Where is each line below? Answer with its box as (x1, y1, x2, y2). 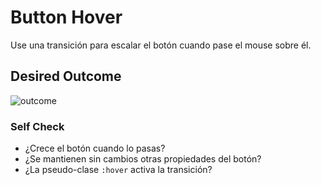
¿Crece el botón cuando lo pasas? (24, 142, 166, 155)
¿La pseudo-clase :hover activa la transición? (24, 164, 213, 176)
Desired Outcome (10, 68, 122, 85)
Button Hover (10, 6, 123, 29)
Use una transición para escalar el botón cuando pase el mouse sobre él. (10, 39, 312, 51)
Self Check (10, 119, 65, 133)
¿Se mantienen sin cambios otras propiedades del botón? (24, 153, 262, 165)
